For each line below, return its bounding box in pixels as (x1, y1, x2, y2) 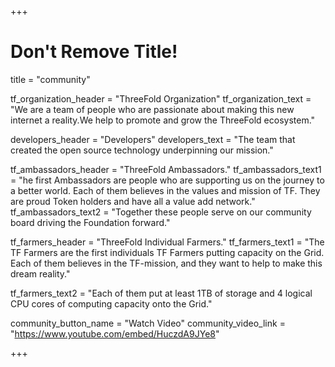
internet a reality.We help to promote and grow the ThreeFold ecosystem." (10, 114, 316, 126)
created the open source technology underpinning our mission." (10, 144, 274, 156)
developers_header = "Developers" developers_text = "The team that (10, 133, 296, 145)
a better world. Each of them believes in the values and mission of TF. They (10, 184, 321, 196)
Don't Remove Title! (10, 41, 178, 63)
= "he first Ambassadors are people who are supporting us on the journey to (10, 174, 325, 186)
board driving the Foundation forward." (10, 216, 171, 228)
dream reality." (10, 267, 71, 280)
